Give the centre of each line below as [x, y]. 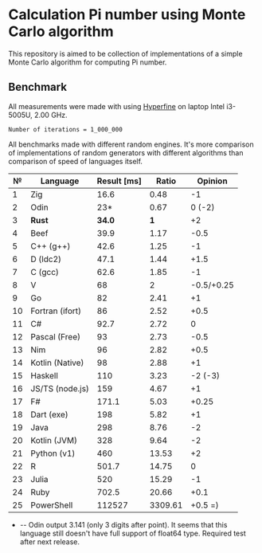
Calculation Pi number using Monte [127, 15]
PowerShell [52, 505]
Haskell [44, 375]
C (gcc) [45, 272]
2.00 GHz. [51, 115]
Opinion [213, 181]
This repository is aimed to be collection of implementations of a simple [125, 53]
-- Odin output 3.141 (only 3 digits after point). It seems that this [123, 524]
